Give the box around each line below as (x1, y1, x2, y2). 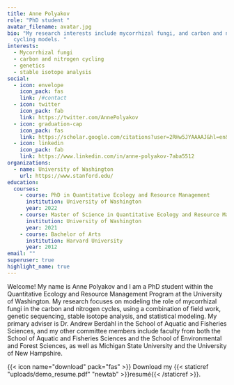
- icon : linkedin (13, 140, 64, 147)
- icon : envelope (13, 82, 64, 89)
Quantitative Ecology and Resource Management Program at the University (7, 289, 223, 298)
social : (7, 75, 30, 82)
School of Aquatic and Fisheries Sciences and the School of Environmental (7, 334, 222, 342)
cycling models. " (13, 36, 68, 43)
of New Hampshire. (7, 349, 63, 357)
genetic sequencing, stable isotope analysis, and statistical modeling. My (7, 312, 217, 320)
